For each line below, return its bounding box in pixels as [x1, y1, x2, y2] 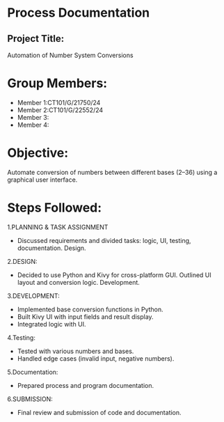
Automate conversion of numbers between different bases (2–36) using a [7, 168, 218, 176]
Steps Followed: [7, 200, 102, 216]
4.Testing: [7, 333, 36, 342]
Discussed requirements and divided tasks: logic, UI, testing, [17, 236, 191, 244]
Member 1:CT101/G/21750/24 [17, 98, 101, 107]
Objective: [7, 145, 69, 161]
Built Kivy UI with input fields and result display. [17, 312, 154, 321]
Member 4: [17, 120, 49, 129]
